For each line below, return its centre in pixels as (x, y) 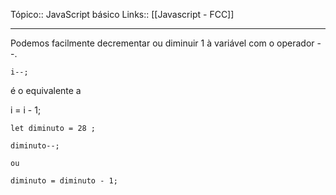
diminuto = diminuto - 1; (64, 181)
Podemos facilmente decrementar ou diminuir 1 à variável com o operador (162, 43)
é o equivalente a (46, 90)
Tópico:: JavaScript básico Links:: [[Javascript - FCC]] (122, 14)
